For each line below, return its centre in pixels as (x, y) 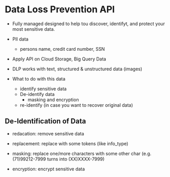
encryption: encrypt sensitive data (49, 169)
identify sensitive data (43, 89)
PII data (20, 39)
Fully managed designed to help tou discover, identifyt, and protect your (89, 24)
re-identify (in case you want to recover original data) (76, 105)
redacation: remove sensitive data (48, 133)
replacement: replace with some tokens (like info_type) (70, 143)
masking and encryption (53, 100)
